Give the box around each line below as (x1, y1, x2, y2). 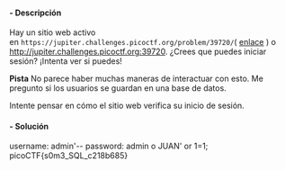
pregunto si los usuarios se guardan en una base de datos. (9, 83, 227, 94)
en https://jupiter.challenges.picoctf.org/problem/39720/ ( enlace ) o (9, 37, 277, 48)
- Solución (9, 121, 49, 131)
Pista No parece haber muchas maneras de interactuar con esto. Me (9, 73, 263, 85)
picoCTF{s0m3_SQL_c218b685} (9, 150, 129, 161)
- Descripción (9, 7, 62, 18)
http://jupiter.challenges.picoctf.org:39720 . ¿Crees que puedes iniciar (9, 46, 267, 58)
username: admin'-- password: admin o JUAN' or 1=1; (9, 140, 209, 152)
